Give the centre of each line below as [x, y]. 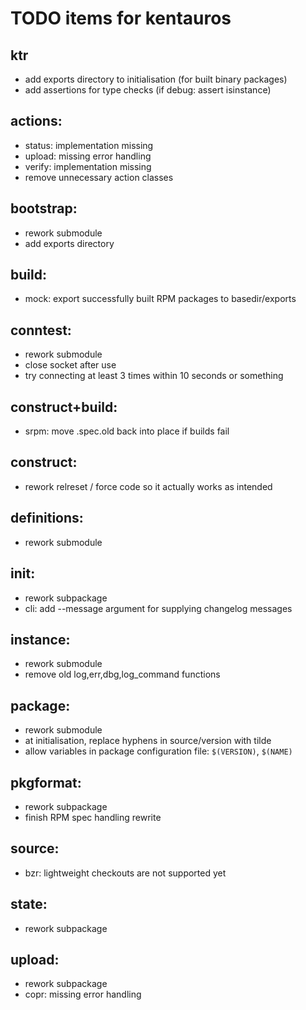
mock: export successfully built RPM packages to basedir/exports [160, 299]
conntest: [41, 330]
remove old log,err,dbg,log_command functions [122, 674]
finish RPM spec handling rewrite [93, 817]
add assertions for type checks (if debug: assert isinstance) [148, 90]
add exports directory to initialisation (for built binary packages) [156, 79]
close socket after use [70, 365]
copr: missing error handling [83, 994]
